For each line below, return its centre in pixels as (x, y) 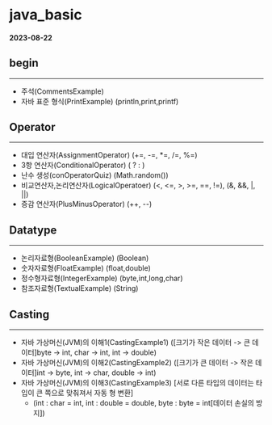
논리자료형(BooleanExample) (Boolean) (85, 258)
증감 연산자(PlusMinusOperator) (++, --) (86, 204)
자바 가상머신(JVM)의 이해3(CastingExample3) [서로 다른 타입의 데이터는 (137, 383)
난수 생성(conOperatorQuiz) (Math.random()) (94, 175)
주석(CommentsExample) (62, 91)
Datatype (33, 230)
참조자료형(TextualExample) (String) (80, 288)
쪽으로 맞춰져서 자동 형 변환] (89, 393)
